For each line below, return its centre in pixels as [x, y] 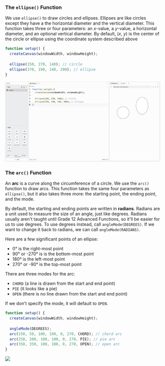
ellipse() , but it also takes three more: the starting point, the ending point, [81, 194]
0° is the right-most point [38, 249]
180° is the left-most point [38, 259]
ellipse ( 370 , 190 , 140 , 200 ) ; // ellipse [53, 69]
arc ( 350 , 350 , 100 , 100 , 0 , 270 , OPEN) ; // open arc [65, 344]
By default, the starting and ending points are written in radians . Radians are [82, 209]
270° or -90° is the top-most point [47, 265]
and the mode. [20, 199]
